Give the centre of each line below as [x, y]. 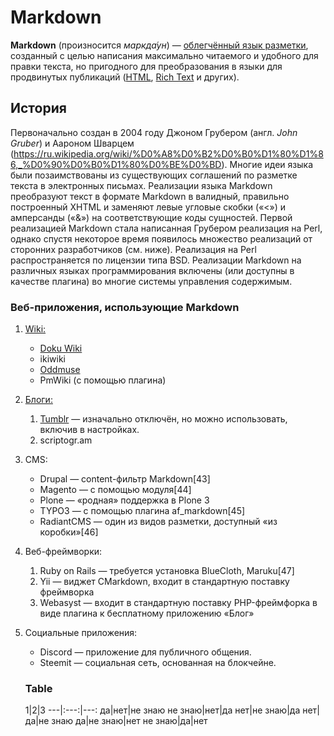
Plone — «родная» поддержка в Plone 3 [124, 500]
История [38, 108]
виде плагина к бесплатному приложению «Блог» [147, 613]
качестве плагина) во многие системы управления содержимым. [151, 281]
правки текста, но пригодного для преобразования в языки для [146, 66]
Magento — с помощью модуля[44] [115, 490]
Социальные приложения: [81, 633]
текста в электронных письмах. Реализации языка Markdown [141, 185]
